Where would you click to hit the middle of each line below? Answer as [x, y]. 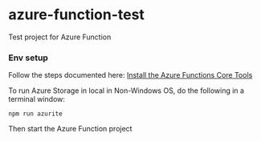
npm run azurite [35, 114]
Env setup [28, 58]
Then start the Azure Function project [70, 129]
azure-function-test [76, 15]
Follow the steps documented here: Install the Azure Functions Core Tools [130, 75]
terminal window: [37, 99]
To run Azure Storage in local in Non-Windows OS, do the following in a [126, 91]
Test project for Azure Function [60, 37]
